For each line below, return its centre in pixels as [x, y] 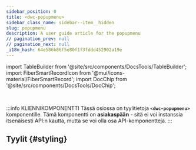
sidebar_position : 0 [31, 11]
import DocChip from [102, 79]
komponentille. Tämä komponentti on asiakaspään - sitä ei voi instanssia [94, 114]
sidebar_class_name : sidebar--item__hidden [60, 22]
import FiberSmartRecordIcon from [49, 73]
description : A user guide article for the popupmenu [74, 34]
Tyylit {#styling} [37, 139]
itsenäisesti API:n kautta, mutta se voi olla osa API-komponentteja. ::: [89, 121]
